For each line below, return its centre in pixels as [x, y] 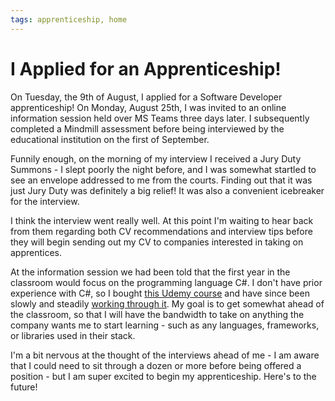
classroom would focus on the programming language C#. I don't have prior [166, 282]
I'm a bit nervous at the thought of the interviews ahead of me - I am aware [165, 355]
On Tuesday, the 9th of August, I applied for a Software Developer [146, 97]
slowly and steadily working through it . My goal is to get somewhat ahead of [167, 303]
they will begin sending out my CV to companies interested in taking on [157, 242]
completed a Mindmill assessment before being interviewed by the [147, 128]
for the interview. [45, 201]
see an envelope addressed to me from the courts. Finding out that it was [161, 180]
